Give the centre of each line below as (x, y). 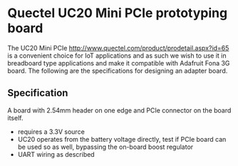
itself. (15, 118)
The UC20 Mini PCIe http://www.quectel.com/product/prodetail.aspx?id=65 (118, 48)
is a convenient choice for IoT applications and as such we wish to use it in (117, 56)
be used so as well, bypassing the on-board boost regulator (105, 147)
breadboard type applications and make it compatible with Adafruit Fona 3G (119, 63)
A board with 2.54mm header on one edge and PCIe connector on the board (119, 110)
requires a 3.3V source (51, 131)
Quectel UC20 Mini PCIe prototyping (118, 13)
